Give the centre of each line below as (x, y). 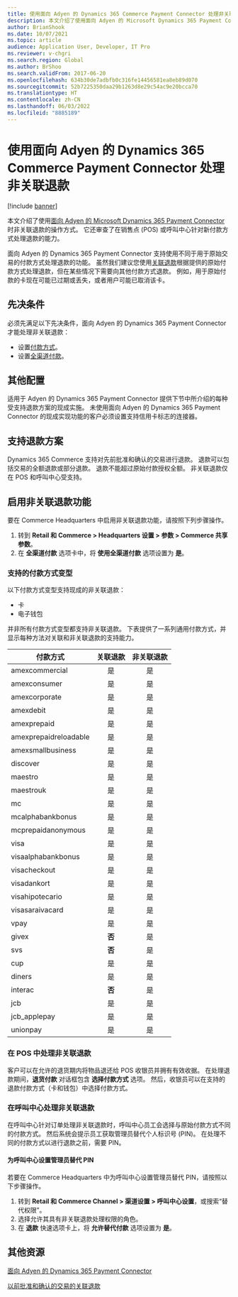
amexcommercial (40, 670)
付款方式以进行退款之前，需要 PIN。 (72, 1142)
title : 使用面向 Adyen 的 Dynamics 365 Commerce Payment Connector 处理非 (116, 14)
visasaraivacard (37, 910)
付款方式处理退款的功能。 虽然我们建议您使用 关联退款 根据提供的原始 (120, 262)
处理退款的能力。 (38, 238)
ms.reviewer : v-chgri (39, 54)
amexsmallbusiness (44, 750)
